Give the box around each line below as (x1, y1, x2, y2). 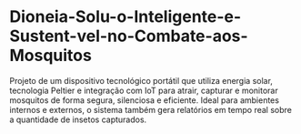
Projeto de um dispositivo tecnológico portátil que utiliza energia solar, (9, 75, 273, 86)
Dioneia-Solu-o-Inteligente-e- (9, 6, 242, 27)
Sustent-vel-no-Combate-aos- (9, 26, 248, 46)
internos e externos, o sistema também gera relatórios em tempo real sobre (9, 104, 293, 115)
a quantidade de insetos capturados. (9, 114, 147, 125)
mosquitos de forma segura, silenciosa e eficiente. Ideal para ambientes (9, 94, 280, 106)
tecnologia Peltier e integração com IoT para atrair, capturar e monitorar (9, 85, 279, 96)
